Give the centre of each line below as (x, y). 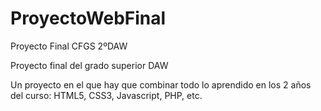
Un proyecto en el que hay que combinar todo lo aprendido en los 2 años (161, 84)
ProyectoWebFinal (88, 18)
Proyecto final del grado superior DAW (89, 65)
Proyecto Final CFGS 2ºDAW (69, 46)
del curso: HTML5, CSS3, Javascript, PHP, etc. (106, 95)
